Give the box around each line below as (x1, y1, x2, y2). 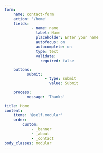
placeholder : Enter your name (36, 35, 99, 40)
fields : (13, 21, 29, 26)
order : (13, 117, 27, 122)
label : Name (36, 30, 61, 35)
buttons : (13, 67, 32, 72)
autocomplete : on (36, 44, 72, 49)
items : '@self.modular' (13, 113, 63, 118)
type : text (36, 49, 58, 54)
